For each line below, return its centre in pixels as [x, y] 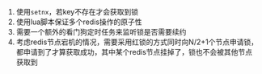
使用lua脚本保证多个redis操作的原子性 [79, 22]
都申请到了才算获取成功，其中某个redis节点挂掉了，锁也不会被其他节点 [134, 52]
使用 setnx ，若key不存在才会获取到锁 [77, 12]
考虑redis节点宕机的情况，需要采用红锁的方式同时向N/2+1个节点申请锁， [137, 42]
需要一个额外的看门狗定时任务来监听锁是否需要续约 [101, 32]
